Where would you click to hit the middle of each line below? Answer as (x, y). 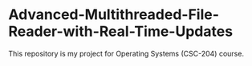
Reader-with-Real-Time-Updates (121, 31)
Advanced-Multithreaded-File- (114, 15)
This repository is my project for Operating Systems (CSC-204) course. (126, 53)
